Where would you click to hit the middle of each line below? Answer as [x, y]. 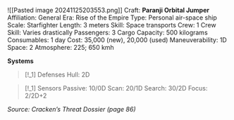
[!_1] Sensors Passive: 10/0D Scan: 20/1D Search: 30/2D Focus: [116, 88]
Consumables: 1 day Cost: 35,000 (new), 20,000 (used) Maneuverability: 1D [117, 40]
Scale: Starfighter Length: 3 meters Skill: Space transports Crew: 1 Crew [112, 25]
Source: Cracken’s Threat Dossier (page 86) [72, 109]
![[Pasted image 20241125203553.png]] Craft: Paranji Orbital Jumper [109, 10]
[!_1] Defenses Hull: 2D [57, 74]
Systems [20, 61]
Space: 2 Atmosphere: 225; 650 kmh [61, 47]
